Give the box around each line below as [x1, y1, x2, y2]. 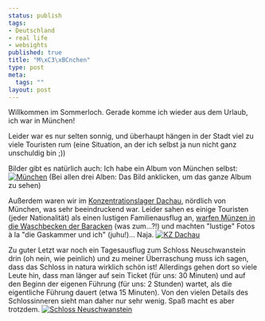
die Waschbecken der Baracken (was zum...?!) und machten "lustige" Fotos [8, 221, 255, 231]
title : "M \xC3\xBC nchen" [8, 57, 91, 65]
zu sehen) [8, 181, 41, 190]
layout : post [8, 85, 52, 94]
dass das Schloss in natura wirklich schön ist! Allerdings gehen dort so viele [8, 262, 257, 272]
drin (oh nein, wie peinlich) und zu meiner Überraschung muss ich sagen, [8, 254, 249, 264]
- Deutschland [8, 26, 56, 34]
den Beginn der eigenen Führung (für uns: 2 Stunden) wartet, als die [8, 280, 232, 289]
